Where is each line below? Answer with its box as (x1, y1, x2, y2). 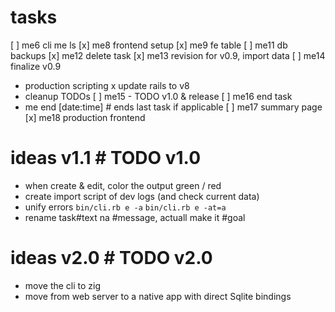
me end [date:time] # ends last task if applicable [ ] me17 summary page (24, 101, 323, 113)
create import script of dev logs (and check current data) (24, 190, 260, 202)
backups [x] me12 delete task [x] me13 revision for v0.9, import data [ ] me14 (10, 49, 326, 61)
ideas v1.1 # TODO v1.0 (10, 147, 202, 170)
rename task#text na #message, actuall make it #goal (24, 211, 246, 223)
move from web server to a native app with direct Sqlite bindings (24, 290, 292, 302)
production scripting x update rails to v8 (24, 79, 190, 91)
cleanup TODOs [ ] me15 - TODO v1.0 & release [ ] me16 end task (24, 90, 293, 102)
